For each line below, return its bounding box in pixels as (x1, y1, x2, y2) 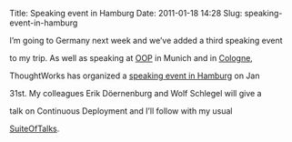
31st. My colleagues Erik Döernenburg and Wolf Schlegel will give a (9, 88, 262, 98)
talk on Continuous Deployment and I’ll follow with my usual (9, 106, 233, 117)
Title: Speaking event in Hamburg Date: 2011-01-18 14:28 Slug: (9, 8, 243, 18)
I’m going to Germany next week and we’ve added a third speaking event (9, 35, 284, 46)
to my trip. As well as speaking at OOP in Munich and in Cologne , (9, 53, 253, 63)
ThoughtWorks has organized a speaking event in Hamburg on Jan (9, 70, 260, 81)
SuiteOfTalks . (9, 123, 60, 134)
